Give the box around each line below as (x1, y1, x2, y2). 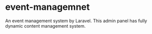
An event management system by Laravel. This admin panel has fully (5, 18, 147, 24)
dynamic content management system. (5, 23, 86, 29)
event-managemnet (5, 1, 90, 13)
